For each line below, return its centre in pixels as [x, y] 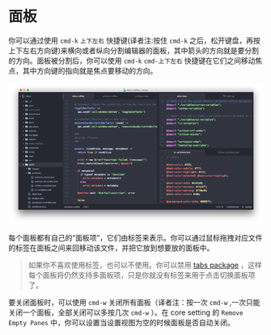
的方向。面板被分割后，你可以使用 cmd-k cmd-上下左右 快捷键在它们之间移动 [132, 61]
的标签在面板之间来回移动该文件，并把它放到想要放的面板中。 [111, 248]
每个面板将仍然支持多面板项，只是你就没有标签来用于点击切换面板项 [142, 275]
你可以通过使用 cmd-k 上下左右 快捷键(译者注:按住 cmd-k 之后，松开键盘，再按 [134, 40]
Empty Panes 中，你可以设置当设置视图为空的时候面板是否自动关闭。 [121, 323]
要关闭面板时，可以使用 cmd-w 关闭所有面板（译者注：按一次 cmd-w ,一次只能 [134, 303]
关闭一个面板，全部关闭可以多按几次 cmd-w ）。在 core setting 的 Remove [126, 312]
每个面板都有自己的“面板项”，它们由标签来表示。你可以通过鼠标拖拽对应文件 [135, 238]
